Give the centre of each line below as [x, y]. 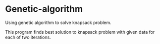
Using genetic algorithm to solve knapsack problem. [58, 22]
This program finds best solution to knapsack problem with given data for [80, 32]
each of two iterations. [28, 37]
